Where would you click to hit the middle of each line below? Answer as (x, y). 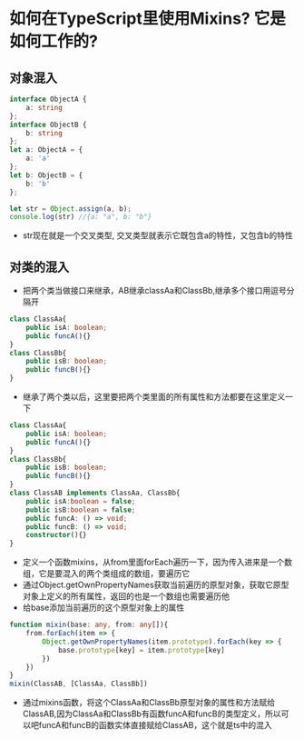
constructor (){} (57, 535)
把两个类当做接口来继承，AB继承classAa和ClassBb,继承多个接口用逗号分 (158, 291)
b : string (44, 133)
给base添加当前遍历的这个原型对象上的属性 (103, 608)
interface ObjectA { (49, 99)
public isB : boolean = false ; (81, 510)
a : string (44, 107)
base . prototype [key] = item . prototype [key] (141, 650)
